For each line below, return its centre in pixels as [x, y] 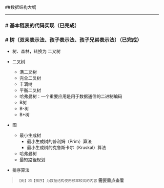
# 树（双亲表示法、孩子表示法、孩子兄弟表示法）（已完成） [74, 39]
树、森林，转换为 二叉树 [36, 51]
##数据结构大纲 [21, 7]
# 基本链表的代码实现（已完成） [42, 25]
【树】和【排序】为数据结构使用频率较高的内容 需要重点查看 [71, 180]
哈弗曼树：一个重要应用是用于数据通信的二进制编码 [71, 96]
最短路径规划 [32, 160]
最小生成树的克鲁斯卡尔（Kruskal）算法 [66, 148]
